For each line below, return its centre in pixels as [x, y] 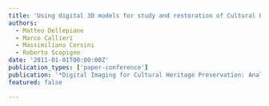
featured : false [35, 82]
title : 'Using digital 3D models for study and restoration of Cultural [132, 16]
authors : [23, 23]
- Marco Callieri [44, 38]
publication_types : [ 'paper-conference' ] [78, 68]
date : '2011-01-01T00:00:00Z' [59, 61]
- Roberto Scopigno [48, 53]
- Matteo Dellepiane [50, 30]
